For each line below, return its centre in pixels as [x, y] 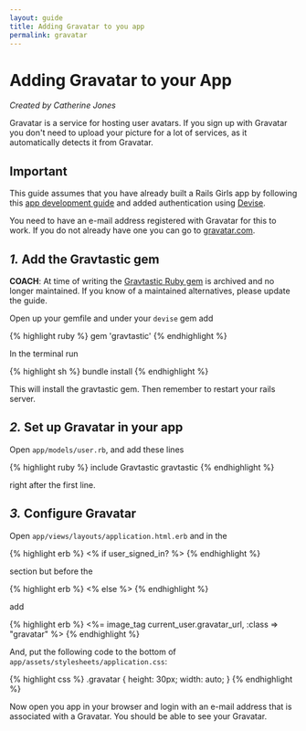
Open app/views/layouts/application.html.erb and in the [118, 535]
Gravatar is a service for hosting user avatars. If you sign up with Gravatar [148, 123]
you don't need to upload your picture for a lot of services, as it [128, 132]
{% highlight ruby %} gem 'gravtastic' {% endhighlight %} [119, 335]
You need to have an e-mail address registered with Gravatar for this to [143, 221]
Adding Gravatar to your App [121, 80]
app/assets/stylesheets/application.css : [89, 661]
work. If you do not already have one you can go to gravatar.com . [132, 230]
